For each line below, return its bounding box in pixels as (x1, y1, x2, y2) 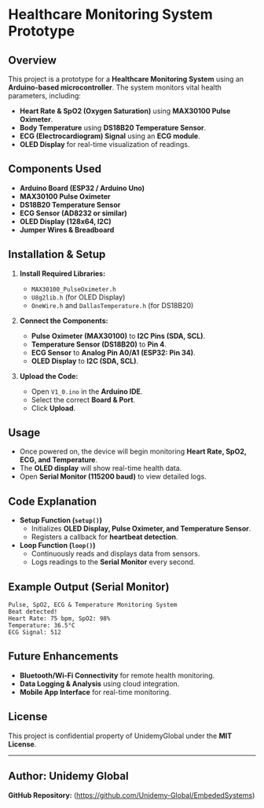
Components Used (8, 163, 102, 176)
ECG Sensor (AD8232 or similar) (19, 208, 127, 218)
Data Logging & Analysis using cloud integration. (19, 678, 180, 689)
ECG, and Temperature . (19, 455, 98, 465)
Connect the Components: (19, 316, 108, 325)
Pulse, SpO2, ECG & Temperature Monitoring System (8, 601, 178, 609)
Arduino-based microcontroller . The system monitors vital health (8, 83, 222, 92)
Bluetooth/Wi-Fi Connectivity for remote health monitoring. (19, 670, 215, 680)
